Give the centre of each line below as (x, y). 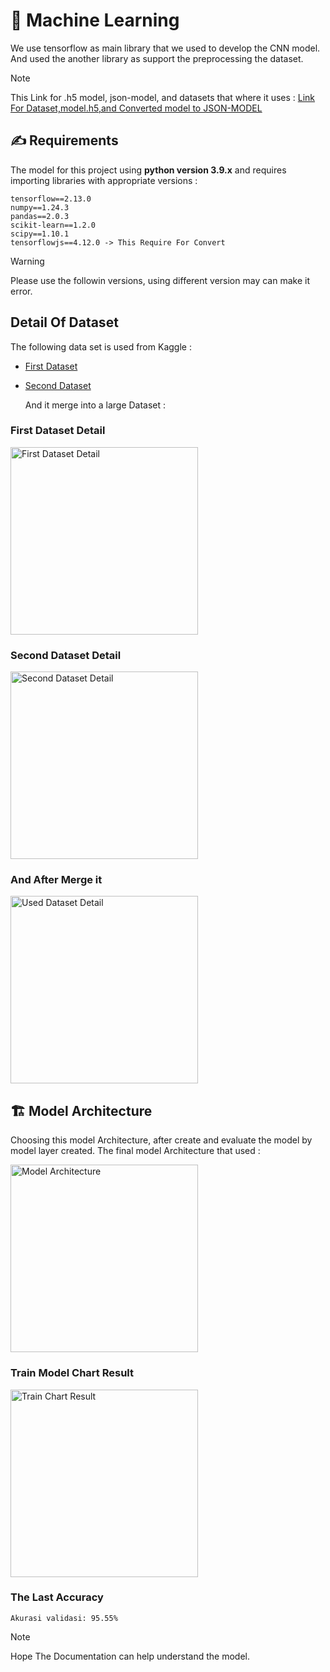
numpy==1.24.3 (40, 207)
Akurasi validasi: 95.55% (64, 1618)
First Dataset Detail (58, 431)
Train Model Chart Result (72, 1373)
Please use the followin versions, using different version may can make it (160, 280)
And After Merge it (56, 880)
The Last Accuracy (57, 1597)
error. (21, 291)
